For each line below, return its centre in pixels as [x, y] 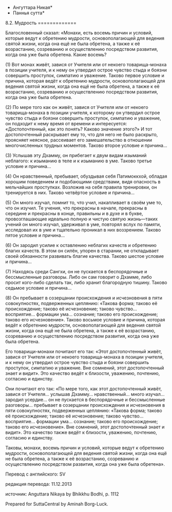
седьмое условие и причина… [39, 288]
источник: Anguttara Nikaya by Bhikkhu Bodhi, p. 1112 [62, 494]
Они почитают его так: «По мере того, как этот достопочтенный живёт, [84, 389]
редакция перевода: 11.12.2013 [39, 484]
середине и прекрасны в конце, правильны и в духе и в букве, [74, 213]
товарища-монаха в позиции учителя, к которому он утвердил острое [83, 113]
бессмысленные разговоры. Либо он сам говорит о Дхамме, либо [79, 277]
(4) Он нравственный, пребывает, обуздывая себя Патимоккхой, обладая [86, 176]
